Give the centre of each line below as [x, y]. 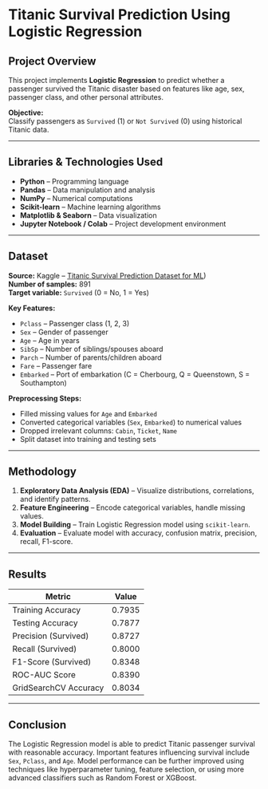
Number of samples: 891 [50, 284]
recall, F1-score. [46, 542]
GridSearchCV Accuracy [58, 688]
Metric [58, 597]
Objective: [26, 112]
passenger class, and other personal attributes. [86, 97]
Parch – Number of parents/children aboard [91, 357]
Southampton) [43, 383]
